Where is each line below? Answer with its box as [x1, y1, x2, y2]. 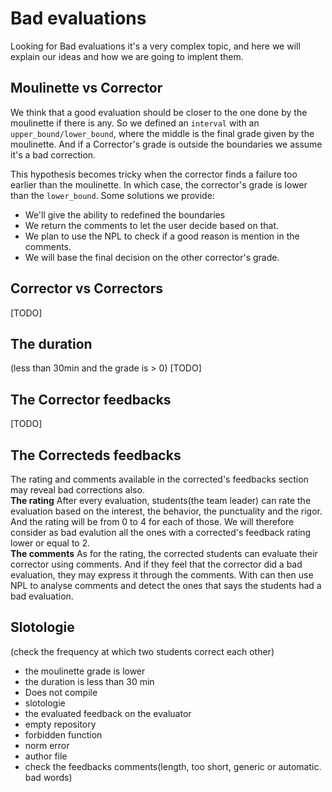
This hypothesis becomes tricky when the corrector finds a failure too [10, 168, 298, 180]
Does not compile [24, 686, 98, 698]
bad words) [24, 771, 73, 783]
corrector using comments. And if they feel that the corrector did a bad [10, 558, 303, 570]
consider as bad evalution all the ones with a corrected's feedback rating [10, 527, 312, 538]
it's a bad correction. [10, 148, 97, 161]
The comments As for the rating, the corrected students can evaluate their [10, 548, 318, 559]
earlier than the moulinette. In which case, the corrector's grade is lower [10, 178, 308, 191]
